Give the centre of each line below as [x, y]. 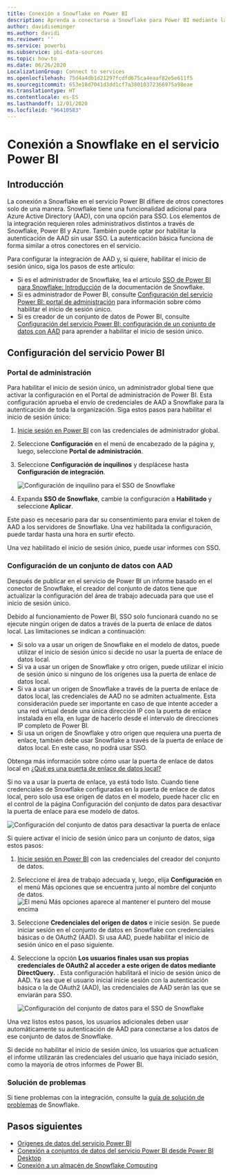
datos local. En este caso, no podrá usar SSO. [82, 747]
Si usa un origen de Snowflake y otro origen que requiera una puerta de [119, 733]
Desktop [29, 1158]
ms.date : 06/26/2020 [37, 65]
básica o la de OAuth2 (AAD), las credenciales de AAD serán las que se [119, 987]
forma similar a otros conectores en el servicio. [74, 245]
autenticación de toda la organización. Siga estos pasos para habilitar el [109, 410]
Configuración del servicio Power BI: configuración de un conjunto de [116, 323]
